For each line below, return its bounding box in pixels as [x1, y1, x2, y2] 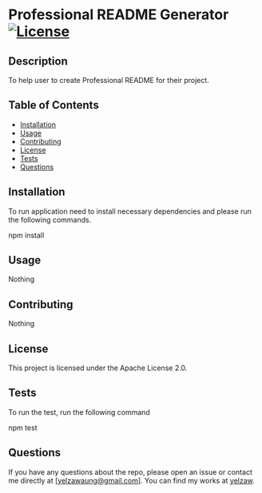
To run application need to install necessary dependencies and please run [8, 206, 252, 216]
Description [8, 54, 68, 68]
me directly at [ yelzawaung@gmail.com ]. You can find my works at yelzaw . [8, 475, 256, 485]
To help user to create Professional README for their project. [8, 76, 209, 85]
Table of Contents [8, 98, 100, 112]
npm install [8, 230, 45, 240]
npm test [8, 423, 38, 432]
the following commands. [8, 215, 92, 224]
